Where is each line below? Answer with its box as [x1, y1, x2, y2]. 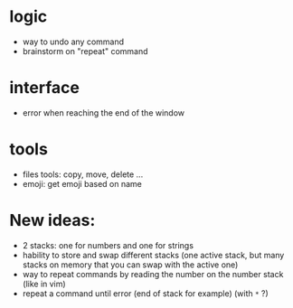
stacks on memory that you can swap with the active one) [22, 259, 239, 270]
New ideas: [9, 210, 96, 230]
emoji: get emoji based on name [22, 178, 142, 189]
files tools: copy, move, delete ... [22, 169, 144, 180]
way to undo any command [22, 36, 125, 47]
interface [9, 78, 80, 98]
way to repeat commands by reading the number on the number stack [22, 268, 284, 279]
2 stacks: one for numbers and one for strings [22, 239, 194, 250]
